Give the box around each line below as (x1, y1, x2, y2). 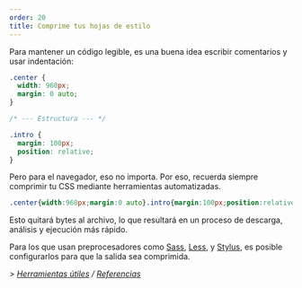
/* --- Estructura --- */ (9, 114, 106, 123)
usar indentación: (9, 56, 75, 66)
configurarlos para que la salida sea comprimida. (9, 251, 191, 262)
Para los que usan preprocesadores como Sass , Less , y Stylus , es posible (9, 241, 283, 252)
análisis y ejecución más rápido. (9, 224, 129, 235)
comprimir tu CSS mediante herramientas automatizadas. (9, 181, 222, 192)
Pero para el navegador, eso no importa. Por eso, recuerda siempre (9, 171, 259, 182)
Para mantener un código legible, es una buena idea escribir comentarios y (9, 46, 288, 57)
